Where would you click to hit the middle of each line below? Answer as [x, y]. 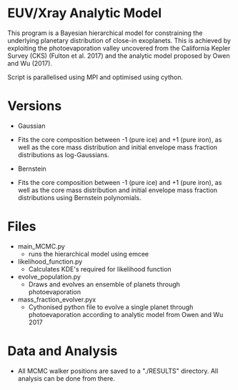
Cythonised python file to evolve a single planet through [111, 307]
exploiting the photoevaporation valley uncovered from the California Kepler [119, 48]
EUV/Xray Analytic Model [85, 13]
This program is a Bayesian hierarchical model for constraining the [105, 33]
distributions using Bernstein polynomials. [79, 197]
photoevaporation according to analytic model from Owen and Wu [126, 314]
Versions [35, 106]
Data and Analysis [63, 351]
